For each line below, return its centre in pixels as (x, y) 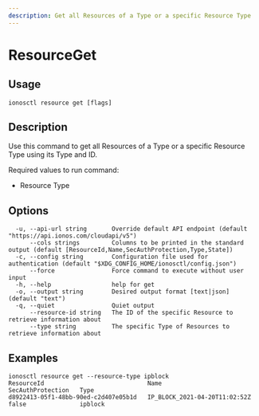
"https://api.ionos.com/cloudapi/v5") (73, 236)
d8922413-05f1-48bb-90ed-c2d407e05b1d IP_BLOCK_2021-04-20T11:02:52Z (129, 398)
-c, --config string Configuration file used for (112, 257)
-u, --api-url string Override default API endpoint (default (131, 229)
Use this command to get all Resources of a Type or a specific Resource (127, 146)
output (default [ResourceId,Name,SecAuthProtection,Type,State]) (121, 250)
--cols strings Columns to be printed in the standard (137, 243)
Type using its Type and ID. (53, 155)
